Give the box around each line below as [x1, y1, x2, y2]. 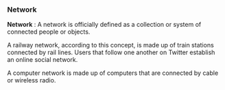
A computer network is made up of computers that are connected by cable [7, 69, 219, 77]
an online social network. [7, 56, 78, 64]
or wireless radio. [7, 76, 56, 85]
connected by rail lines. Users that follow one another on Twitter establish [7, 48, 215, 56]
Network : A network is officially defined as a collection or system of [7, 21, 202, 29]
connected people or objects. [7, 27, 91, 36]
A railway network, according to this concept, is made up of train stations [7, 41, 214, 49]
